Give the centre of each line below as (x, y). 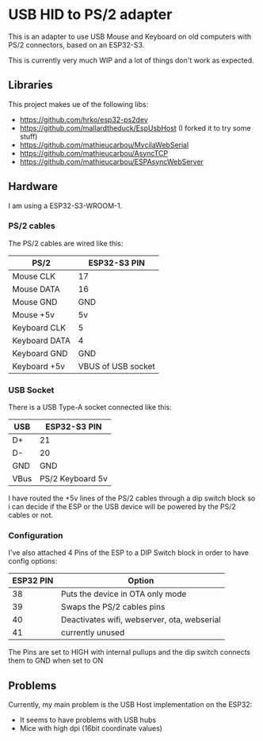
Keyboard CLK (39, 328)
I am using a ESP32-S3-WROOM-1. (65, 205)
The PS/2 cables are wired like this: (66, 243)
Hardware (33, 186)
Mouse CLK (34, 276)
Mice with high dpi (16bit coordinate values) (91, 728)
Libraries (30, 85)
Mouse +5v (34, 314)
